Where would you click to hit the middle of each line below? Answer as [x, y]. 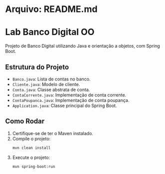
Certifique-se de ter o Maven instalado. [53, 133]
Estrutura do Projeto [37, 67]
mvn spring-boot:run [34, 166]
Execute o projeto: [31, 157]
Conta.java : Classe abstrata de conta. [51, 89]
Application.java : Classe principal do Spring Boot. [65, 105]
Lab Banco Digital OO [50, 32]
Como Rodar [25, 121]
